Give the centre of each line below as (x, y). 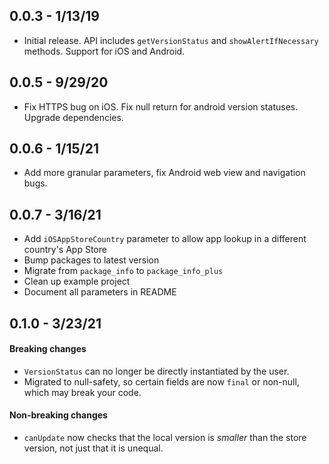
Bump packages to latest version (91, 260)
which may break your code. (82, 392)
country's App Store (65, 250)
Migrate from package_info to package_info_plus (123, 271)
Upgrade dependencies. (73, 117)
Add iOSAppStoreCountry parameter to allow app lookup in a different (165, 239)
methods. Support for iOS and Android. (104, 51)
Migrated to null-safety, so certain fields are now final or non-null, (161, 381)
